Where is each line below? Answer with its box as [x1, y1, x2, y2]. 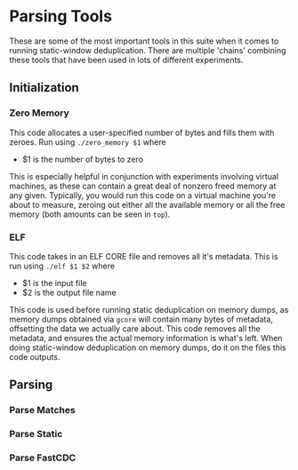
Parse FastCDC [9, 451, 77, 464]
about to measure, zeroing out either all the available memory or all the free [9, 199, 286, 210]
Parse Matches [9, 404, 76, 417]
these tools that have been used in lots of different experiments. [9, 54, 244, 65]
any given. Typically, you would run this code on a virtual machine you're [9, 189, 277, 201]
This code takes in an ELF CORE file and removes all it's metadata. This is [9, 251, 278, 261]
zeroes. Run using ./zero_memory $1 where [9, 136, 166, 147]
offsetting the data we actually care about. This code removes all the [9, 323, 261, 334]
